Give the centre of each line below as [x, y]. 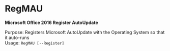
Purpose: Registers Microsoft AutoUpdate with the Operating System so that [85, 32]
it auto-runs [17, 37]
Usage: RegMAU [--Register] [35, 42]
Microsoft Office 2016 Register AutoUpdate [52, 22]
